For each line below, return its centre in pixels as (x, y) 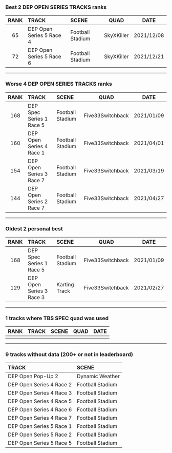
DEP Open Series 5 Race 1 (40, 426)
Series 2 (38, 201)
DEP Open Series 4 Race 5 (40, 401)
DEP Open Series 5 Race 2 (40, 435)
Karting (65, 284)
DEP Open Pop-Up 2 (33, 377)
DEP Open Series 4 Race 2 (40, 385)
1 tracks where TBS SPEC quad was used (57, 318)
